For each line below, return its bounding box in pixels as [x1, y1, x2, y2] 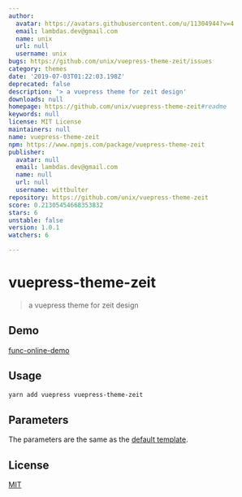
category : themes [8, 65, 67, 73]
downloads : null [8, 95, 63, 103]
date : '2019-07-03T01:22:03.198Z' [8, 72, 126, 81]
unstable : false [8, 216, 63, 225]
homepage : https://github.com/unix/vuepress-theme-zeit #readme [8, 102, 227, 111]
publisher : [8, 148, 45, 156]
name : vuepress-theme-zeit [8, 133, 100, 141]
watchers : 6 [8, 231, 49, 240]
